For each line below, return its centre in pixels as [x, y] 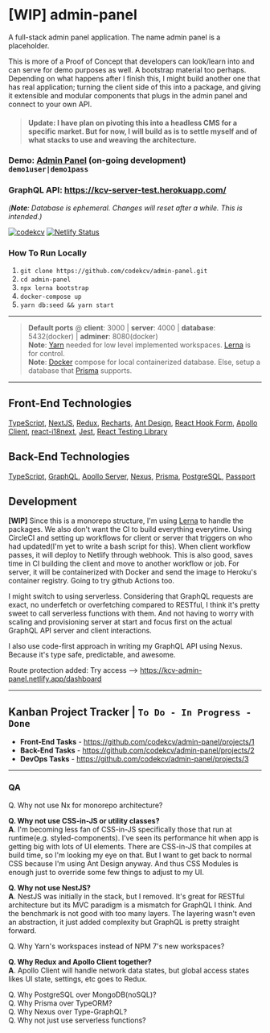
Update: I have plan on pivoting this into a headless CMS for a [133, 122]
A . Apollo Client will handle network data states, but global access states [129, 970]
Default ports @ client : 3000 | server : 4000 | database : [122, 328]
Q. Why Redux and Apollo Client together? [80, 961]
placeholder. [29, 45]
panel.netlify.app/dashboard [55, 679]
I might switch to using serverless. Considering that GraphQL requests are [131, 596]
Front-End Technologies [70, 403]
